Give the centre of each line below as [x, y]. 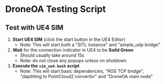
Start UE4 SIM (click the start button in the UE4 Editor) [69, 39]
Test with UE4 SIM [34, 28]
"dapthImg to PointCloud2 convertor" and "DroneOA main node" [86, 76]
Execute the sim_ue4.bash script [46, 66]
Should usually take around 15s [52, 55]
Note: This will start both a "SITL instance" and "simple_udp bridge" [90, 45]
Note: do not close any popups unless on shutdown [73, 60]
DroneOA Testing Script [56, 9]
